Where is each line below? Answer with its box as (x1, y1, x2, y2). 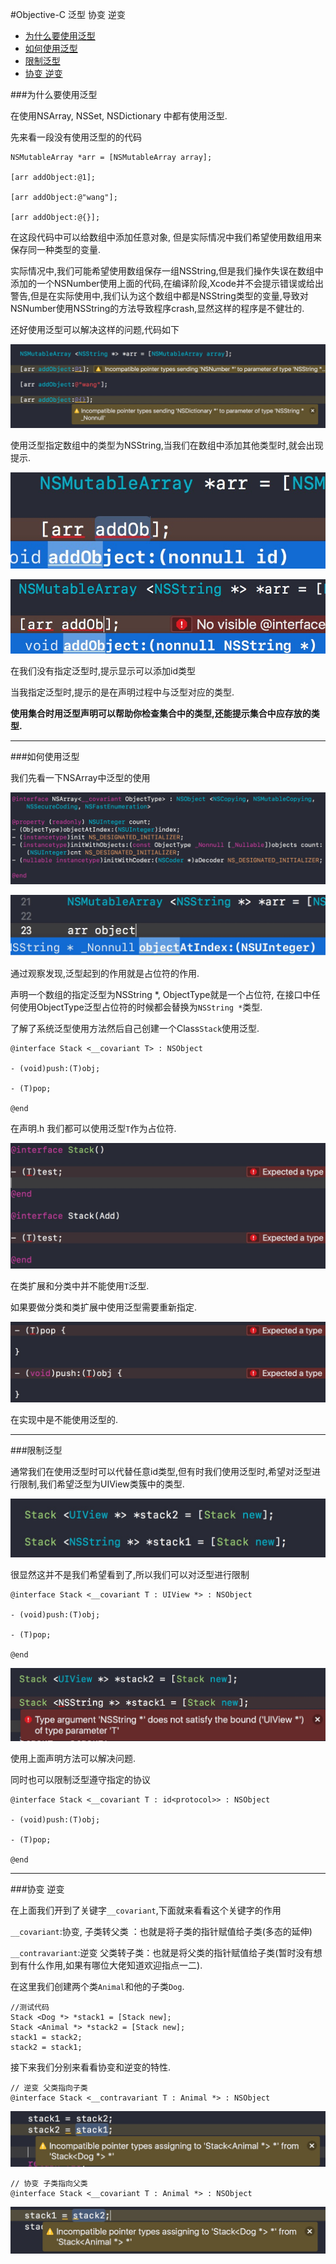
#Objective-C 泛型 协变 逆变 (10, 9, 126, 20)
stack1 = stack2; (10, 2032, 83, 2042)
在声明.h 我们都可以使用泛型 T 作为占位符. (10, 1123, 177, 1135)
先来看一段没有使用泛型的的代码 (10, 131, 142, 143)
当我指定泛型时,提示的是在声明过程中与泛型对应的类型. (10, 686, 235, 698)
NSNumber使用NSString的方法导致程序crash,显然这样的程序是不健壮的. (10, 303, 305, 314)
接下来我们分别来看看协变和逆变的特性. (10, 2061, 172, 2073)
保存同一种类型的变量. (10, 244, 102, 255)
